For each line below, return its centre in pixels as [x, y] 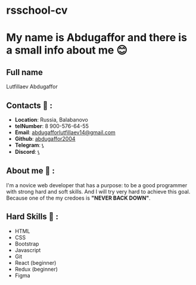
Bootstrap [27, 244]
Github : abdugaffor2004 [45, 139]
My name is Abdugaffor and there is [97, 38]
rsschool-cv [37, 10]
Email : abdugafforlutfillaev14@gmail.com [65, 132]
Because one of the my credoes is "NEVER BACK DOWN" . [78, 198]
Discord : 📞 [27, 152]
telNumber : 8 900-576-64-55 [52, 126]
